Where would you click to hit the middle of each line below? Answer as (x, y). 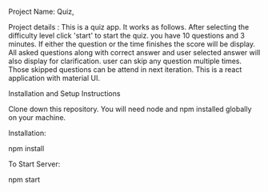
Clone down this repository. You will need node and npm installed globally (130, 109)
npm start (24, 180)
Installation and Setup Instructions (64, 94)
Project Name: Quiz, (41, 12)
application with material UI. (54, 78)
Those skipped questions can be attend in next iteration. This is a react (125, 70)
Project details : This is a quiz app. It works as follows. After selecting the (129, 27)
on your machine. (37, 118)
